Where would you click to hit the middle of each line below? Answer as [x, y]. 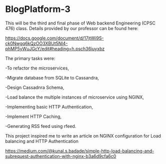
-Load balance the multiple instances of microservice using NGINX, [74, 97]
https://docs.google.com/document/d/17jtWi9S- [54, 38]
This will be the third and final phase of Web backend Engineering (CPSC [80, 23]
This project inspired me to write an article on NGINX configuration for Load [83, 135]
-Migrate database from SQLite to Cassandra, [52, 77]
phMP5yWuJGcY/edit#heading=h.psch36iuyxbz [55, 48]
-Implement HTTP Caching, [33, 116]
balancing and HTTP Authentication [42, 141]
